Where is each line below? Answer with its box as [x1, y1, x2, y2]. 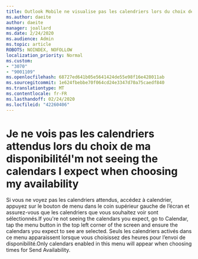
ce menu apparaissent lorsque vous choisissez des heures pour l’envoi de [6, 234, 186, 241]
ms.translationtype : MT [6, 85, 65, 91]
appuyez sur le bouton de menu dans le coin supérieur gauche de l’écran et [6, 202, 190, 210]
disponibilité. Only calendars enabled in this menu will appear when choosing [6, 240, 192, 247]
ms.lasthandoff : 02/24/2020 [6, 96, 75, 102]
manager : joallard [6, 25, 51, 31]
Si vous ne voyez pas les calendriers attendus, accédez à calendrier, [6, 197, 173, 204]
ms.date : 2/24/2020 [6, 31, 54, 36]
